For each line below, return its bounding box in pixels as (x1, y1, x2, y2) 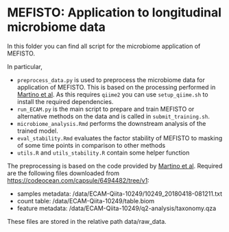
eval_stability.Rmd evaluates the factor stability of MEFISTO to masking (16, 133, 223, 142)
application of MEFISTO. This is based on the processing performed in (16, 83, 216, 91)
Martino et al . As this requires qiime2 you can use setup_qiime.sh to (16, 90, 208, 99)
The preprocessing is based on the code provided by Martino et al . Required (7, 162, 223, 170)
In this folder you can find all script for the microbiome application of (7, 42, 201, 50)
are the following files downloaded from (7, 169, 120, 177)
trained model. (16, 127, 58, 135)
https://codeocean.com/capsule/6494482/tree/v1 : (7, 176, 149, 184)
